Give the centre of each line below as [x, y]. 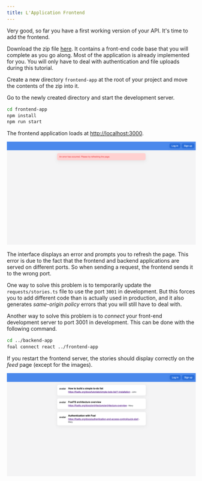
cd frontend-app [27, 109]
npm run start [25, 122]
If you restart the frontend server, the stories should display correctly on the [100, 358]
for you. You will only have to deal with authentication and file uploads [93, 61]
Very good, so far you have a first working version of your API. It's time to [97, 31]
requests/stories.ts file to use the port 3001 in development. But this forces [101, 291]
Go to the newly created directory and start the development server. [91, 97]
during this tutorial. [30, 68]
